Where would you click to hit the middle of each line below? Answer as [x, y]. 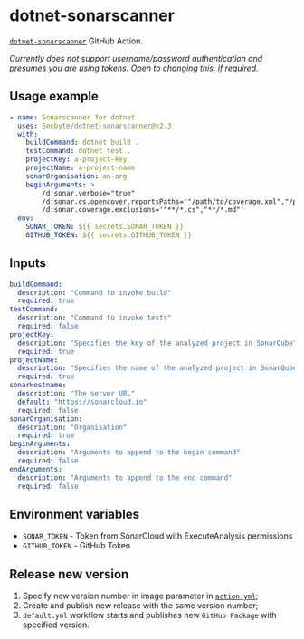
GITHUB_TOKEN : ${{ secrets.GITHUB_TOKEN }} [109, 235]
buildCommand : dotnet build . [83, 143]
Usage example [54, 96]
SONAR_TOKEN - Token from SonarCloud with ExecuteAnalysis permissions [157, 536]
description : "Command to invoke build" [95, 292]
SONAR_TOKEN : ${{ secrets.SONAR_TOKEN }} [104, 227]
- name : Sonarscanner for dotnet [72, 117]
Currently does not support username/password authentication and [136, 58]
